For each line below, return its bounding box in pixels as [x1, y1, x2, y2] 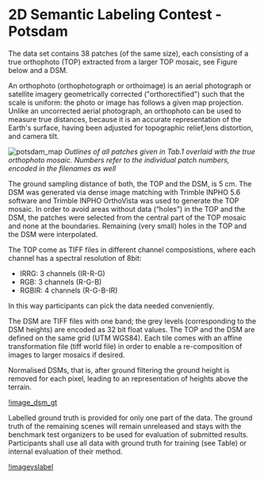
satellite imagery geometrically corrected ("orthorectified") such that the [8, 89, 245, 98]
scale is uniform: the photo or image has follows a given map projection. [8, 98, 244, 107]
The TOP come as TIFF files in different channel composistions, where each [8, 244, 256, 255]
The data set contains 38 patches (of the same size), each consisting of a [8, 48, 249, 58]
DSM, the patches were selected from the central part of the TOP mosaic [8, 213, 247, 222]
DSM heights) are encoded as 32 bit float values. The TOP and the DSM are [8, 324, 255, 334]
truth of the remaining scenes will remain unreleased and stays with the [8, 421, 242, 431]
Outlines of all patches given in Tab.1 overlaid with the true [64, 147, 256, 156]
